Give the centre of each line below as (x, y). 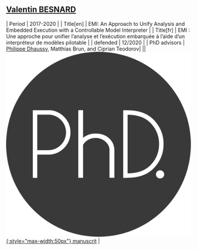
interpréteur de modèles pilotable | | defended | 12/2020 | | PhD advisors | (96, 42)
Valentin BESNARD (41, 10)
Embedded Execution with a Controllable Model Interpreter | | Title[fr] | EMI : (98, 30)
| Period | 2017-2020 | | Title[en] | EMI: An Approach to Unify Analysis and (96, 23)
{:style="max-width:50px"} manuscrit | (53, 241)
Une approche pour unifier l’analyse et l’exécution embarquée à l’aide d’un (96, 36)
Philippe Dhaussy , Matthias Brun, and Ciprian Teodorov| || (76, 49)
